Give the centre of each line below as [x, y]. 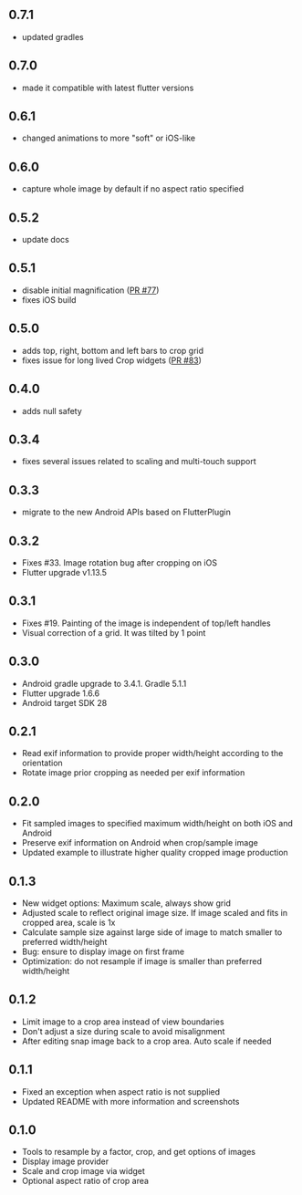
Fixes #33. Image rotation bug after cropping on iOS [120, 562]
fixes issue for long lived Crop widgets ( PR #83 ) [112, 360]
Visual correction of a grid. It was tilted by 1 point [114, 632]
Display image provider [65, 1161]
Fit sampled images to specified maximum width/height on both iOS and [157, 824]
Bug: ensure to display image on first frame [103, 951]
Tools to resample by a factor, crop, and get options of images [139, 1152]
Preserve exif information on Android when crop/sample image [140, 843]
